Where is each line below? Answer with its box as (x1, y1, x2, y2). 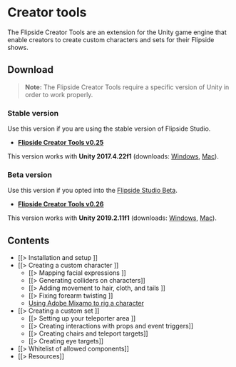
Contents (7, 234, 50, 246)
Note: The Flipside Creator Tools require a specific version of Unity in (24, 83, 230, 91)
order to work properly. (24, 90, 93, 99)
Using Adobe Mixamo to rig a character (28, 299, 145, 308)
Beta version (7, 169, 52, 179)
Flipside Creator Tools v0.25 (17, 139, 104, 147)
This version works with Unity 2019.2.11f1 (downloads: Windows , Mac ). (7, 213, 217, 222)
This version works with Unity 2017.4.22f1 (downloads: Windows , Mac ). (7, 152, 219, 161)
